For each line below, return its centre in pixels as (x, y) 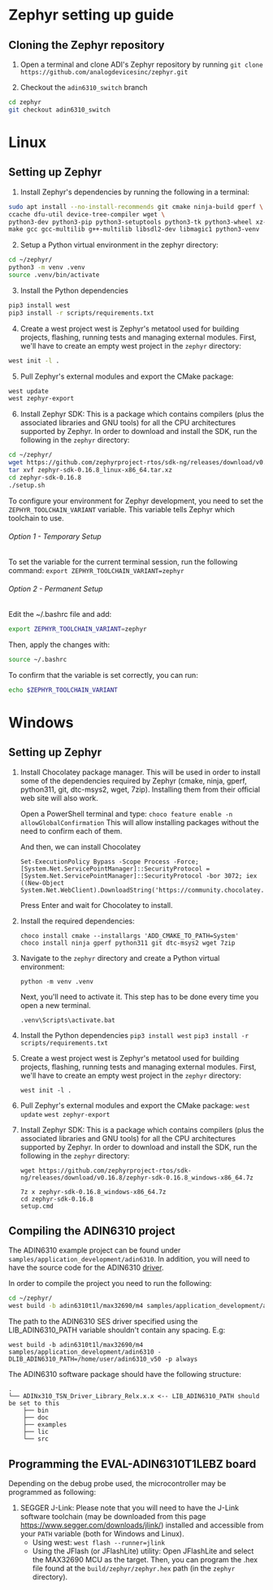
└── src (36, 1439)
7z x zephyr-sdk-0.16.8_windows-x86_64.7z (93, 1192)
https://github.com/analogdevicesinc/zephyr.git (104, 72)
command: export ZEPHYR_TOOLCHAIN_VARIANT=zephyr (96, 570)
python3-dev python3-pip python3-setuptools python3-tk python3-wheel (130, 222)
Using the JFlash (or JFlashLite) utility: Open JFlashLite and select (143, 1551)
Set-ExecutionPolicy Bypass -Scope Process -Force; (109, 862)
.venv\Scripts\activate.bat (67, 1020)
